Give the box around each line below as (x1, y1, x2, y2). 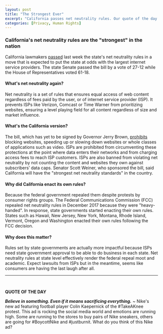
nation (5, 43, 21, 50)
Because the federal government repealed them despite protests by (5, 192, 141, 198)
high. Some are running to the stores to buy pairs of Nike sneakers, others (5, 314, 153, 320)
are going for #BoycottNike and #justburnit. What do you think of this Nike (5, 319, 153, 325)
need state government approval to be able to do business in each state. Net (5, 250, 158, 256)
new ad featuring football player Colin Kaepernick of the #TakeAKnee (5, 303, 144, 309)
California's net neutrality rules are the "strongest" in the (5, 37, 143, 44)
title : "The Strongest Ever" (5, 12, 64, 17)
